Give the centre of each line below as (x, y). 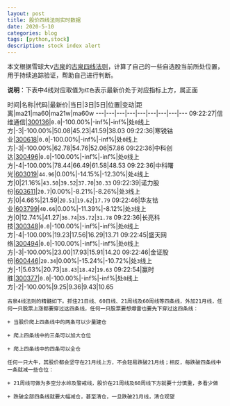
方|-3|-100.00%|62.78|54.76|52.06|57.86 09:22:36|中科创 (90, 148)
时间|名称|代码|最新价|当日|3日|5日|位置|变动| (72, 104)
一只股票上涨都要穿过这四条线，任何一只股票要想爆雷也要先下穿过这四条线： (105, 309)
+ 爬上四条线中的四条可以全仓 (44, 349)
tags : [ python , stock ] (39, 40)
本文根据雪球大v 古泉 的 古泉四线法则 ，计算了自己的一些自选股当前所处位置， (115, 66)
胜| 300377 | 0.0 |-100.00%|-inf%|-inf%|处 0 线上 (73, 278)
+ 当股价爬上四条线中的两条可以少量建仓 (57, 322)
